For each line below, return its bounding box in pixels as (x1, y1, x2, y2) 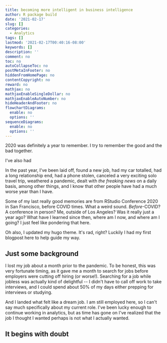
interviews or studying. (5, 289, 52, 295)
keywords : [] (5, 45, 32, 50)
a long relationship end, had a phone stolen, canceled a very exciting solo (5, 173, 157, 179)
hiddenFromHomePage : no (5, 73, 55, 78)
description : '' (5, 49, 39, 54)
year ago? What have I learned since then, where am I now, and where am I (5, 214, 160, 220)
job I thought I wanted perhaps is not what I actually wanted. (5, 315, 130, 321)
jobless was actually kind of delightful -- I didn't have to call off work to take (5, 279, 162, 285)
